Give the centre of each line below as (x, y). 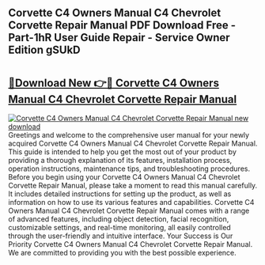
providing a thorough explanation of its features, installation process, (120, 160)
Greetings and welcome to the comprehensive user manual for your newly (129, 135)
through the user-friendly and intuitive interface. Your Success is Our (121, 236)
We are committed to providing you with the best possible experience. (123, 253)
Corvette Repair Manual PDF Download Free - (122, 26)
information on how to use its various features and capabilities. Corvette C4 (131, 202)
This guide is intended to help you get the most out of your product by (123, 152)
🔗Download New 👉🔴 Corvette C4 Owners (114, 83)
